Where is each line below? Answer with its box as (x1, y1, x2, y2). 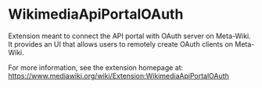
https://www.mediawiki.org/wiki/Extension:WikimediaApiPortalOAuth (8, 71, 229, 80)
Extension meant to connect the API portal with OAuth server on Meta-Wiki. (8, 31, 252, 40)
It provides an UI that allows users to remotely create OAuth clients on (8, 39, 233, 48)
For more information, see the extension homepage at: (8, 62, 184, 72)
